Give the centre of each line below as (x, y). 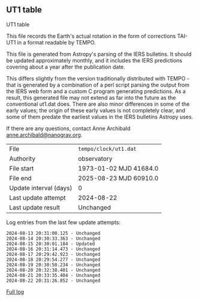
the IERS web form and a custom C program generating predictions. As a (96, 91)
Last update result (35, 207)
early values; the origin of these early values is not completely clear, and (96, 110)
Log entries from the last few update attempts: (64, 222)
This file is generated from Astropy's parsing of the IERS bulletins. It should (99, 54)
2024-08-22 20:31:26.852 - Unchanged (53, 281)
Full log (15, 291)
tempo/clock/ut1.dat (107, 149)
